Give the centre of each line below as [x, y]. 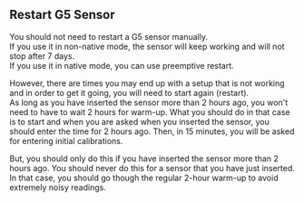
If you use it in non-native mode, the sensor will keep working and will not [147, 46]
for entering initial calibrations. [66, 140]
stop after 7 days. [42, 56]
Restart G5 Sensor [62, 15]
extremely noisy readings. [58, 187]
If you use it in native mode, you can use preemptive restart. [122, 65]
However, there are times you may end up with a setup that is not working [147, 83]
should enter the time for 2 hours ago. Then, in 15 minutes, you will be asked [152, 131]
